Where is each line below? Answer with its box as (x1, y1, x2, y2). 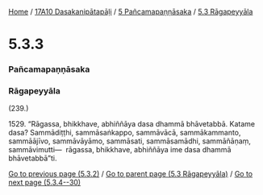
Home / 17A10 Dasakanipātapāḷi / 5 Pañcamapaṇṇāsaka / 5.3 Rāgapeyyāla (8, 7, 253, 16)
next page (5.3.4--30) (8, 177, 81, 188)
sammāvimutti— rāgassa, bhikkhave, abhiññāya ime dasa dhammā (8, 145, 232, 155)
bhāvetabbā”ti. (8, 153, 58, 164)
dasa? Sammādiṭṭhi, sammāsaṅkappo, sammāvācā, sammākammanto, (8, 128, 241, 138)
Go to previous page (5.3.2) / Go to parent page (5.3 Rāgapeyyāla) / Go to (8, 169, 253, 179)
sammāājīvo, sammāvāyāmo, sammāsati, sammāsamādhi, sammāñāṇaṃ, (8, 136, 252, 146)
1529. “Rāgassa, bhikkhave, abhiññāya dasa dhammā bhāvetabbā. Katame (8, 119, 256, 129)
